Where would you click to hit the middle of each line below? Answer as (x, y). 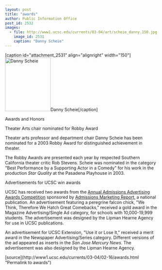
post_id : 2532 (19, 23)
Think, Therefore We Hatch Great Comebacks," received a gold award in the (81, 207)
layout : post (18, 9)
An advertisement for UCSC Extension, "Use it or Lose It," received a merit (79, 232)
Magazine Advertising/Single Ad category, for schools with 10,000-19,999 (79, 213)
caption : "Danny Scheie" (39, 41)
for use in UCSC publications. (34, 223)
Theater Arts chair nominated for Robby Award (52, 128)
